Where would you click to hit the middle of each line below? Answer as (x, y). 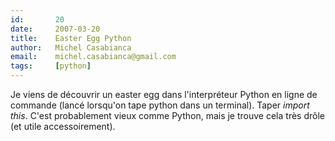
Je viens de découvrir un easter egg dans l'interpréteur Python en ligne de (164, 94)
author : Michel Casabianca (71, 47)
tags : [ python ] (51, 66)
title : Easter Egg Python (71, 38)
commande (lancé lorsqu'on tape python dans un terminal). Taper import (160, 105)
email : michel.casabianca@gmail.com (93, 57)
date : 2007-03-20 (55, 29)
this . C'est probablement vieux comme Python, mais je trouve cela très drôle (167, 115)
